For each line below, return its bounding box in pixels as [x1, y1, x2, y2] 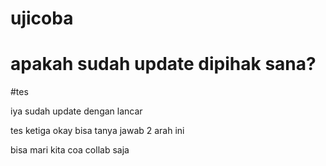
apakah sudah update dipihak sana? [10, 53, 317, 76]
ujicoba [10, 7, 74, 30]
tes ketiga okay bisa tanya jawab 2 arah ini [10, 125, 185, 137]
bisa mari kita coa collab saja [10, 144, 130, 156]
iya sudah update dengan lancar [10, 105, 143, 117]
